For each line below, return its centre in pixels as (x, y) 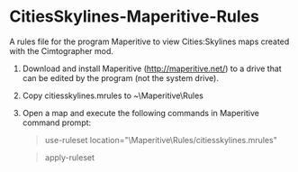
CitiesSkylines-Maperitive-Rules (134, 17)
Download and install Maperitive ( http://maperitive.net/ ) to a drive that (152, 68)
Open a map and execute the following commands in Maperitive (140, 113)
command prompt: (57, 122)
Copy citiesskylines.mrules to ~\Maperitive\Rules (113, 95)
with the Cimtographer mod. (62, 50)
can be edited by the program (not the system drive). (120, 77)
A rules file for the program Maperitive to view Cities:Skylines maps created (149, 41)
